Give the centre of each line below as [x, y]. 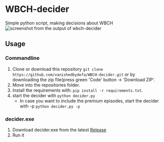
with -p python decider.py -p [50, 106]
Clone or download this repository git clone [57, 69]
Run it [18, 135]
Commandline [22, 58]
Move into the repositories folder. [46, 85]
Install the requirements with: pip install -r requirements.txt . [78, 90]
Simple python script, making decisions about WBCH [59, 23]
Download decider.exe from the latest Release [59, 130]
